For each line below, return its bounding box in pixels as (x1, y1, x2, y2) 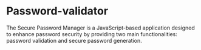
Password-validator (6, 4, 108, 18)
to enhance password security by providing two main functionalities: (6, 30, 177, 37)
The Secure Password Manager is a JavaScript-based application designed (6, 24, 196, 31)
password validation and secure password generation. (6, 37, 143, 44)
